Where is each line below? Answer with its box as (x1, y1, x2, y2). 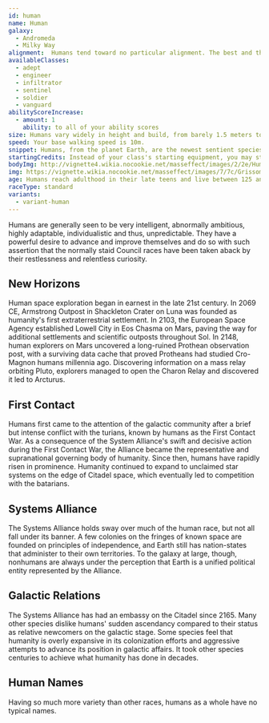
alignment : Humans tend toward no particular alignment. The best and (8, 49, 252, 57)
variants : (8, 190, 42, 199)
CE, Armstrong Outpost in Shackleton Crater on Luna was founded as (8, 307, 238, 316)
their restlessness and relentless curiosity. (8, 254, 148, 263)
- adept (15, 64, 42, 72)
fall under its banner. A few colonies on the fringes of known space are (8, 532, 243, 541)
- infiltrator (15, 78, 62, 86)
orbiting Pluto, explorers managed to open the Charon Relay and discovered (8, 366, 259, 376)
